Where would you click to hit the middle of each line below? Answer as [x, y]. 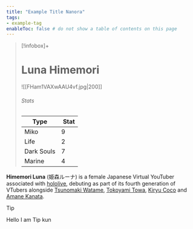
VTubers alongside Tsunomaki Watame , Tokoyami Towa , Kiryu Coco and [97, 190]
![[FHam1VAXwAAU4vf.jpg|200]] [62, 87]
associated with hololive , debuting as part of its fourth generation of [91, 184]
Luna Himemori [60, 70]
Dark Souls [40, 151]
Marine [34, 162]
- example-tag [24, 23]
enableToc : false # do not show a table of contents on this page [92, 29]
